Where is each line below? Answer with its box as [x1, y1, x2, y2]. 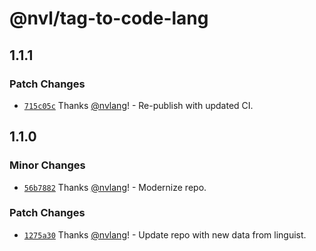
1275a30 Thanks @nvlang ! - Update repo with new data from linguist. [23, 228, 307, 241]
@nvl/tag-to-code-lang [9, 7, 209, 30]
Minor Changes [9, 158, 86, 172]
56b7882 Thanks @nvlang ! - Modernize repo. [23, 181, 207, 193]
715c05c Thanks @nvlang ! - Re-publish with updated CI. [23, 99, 254, 111]
